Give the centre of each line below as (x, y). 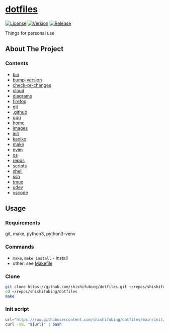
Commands (20, 247)
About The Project (34, 49)
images (20, 128)
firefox (19, 101)
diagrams (22, 96)
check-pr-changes (32, 85)
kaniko (19, 139)
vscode (20, 193)
